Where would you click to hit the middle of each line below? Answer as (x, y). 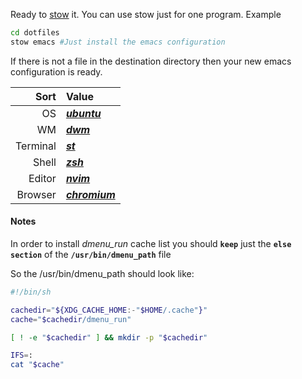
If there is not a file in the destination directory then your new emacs (151, 61)
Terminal (36, 146)
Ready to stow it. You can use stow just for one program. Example (146, 14)
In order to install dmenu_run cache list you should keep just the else (151, 243)
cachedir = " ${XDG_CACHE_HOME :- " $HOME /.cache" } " (109, 310)
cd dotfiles (35, 33)
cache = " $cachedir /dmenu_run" (71, 319)
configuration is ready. (56, 71)
